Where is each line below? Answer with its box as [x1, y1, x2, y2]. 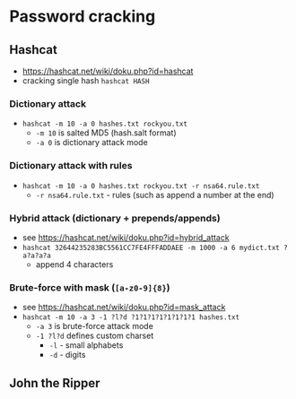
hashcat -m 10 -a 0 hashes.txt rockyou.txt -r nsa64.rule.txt [22, 181, 260, 190]
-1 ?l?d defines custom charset [35, 330, 154, 342]
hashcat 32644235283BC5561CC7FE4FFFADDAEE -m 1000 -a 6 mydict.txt [22, 243, 280, 252]
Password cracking [9, 6, 156, 27]
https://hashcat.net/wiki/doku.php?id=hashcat [22, 65, 194, 76]
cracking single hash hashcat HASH [22, 75, 150, 86]
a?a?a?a [22, 251, 51, 260]
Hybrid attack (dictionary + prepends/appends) [9, 212, 222, 224]
